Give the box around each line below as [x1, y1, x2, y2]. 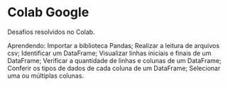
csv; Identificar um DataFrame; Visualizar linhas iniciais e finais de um [7, 49, 212, 57]
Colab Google [7, 4, 89, 21]
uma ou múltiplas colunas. [7, 71, 84, 80]
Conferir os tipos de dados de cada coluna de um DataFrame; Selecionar [7, 64, 221, 72]
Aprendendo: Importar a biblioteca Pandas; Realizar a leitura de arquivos [7, 41, 220, 50]
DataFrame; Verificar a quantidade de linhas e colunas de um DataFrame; [7, 56, 222, 64]
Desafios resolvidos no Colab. [7, 28, 95, 36]
